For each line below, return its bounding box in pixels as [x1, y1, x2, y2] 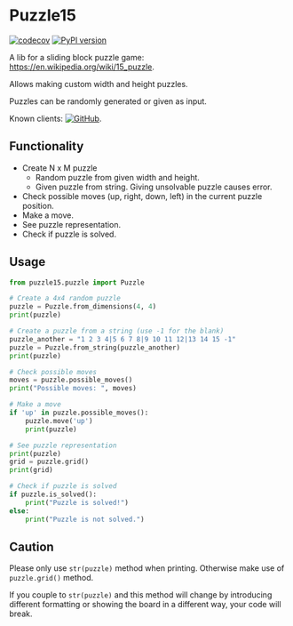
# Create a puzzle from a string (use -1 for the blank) [9, 326, 225, 336]
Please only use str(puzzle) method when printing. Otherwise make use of [9, 563, 285, 574]
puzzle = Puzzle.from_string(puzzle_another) [9, 343, 180, 352]
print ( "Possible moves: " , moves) [9, 384, 138, 393]
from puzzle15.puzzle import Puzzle [9, 277, 145, 287]
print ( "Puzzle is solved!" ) [25, 498, 129, 507]
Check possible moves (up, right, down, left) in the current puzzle [21, 190, 263, 201]
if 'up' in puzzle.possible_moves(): [9, 408, 149, 418]
